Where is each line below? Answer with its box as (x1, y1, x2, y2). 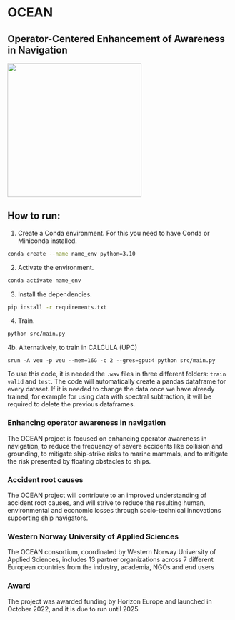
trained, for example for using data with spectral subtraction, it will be (7, 392, 212, 401)
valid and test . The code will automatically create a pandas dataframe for (7, 377, 226, 386)
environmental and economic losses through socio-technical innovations (7, 506, 221, 514)
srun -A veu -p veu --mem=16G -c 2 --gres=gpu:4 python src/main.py (7, 357, 216, 364)
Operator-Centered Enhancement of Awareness (7, 33, 225, 45)
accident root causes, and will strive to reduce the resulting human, (7, 498, 206, 507)
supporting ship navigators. (7, 514, 89, 522)
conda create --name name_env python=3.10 (7, 250, 136, 257)
